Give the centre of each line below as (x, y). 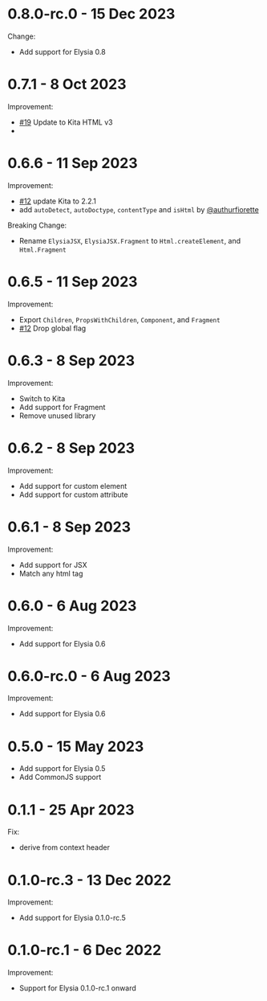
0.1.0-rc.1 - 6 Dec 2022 (85, 950)
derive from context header (64, 847)
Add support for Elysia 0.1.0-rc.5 (72, 918)
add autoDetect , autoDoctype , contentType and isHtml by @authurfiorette (139, 209)
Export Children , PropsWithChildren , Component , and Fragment (120, 319)
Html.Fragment (42, 250)
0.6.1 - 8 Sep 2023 (69, 527)
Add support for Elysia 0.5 (62, 769)
